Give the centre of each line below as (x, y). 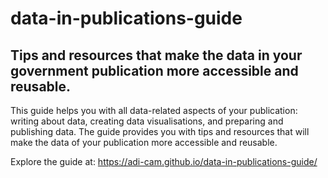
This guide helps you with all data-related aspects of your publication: (154, 110)
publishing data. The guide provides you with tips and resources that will (160, 131)
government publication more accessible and (154, 70)
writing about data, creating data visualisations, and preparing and (147, 121)
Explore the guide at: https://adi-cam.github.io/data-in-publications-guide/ (164, 161)
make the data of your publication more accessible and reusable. (144, 142)
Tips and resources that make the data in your (156, 55)
